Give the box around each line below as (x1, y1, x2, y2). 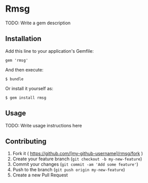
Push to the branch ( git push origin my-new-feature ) (12, 167, 125, 173)
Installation (5, 34, 42, 43)
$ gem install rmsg (5, 95, 47, 100)
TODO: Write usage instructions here (5, 122, 82, 128)
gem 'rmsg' (5, 58, 28, 63)
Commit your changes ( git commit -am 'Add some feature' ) (12, 161, 138, 167)
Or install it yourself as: (5, 85, 53, 91)
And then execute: (5, 66, 44, 72)
